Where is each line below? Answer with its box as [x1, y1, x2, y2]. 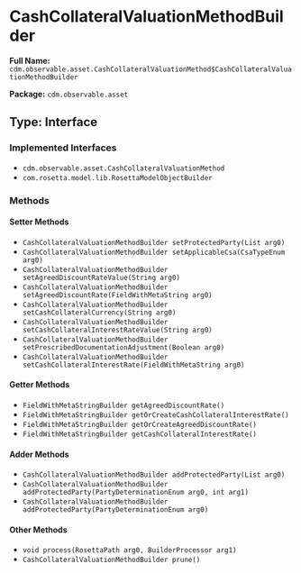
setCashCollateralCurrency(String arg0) [22, 308, 177, 317]
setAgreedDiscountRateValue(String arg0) [22, 273, 180, 282]
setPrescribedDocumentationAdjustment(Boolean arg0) [22, 342, 225, 352]
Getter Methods [9, 379, 70, 390]
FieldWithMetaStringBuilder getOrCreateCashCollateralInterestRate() [22, 410, 290, 420]
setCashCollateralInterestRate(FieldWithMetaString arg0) [22, 360, 245, 369]
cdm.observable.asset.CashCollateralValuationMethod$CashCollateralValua [9, 65, 293, 74]
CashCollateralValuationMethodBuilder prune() [22, 556, 201, 565]
